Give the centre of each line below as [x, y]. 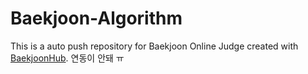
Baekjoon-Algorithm [96, 18]
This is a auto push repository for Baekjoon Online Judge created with [154, 46]
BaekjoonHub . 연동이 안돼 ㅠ [67, 58]
